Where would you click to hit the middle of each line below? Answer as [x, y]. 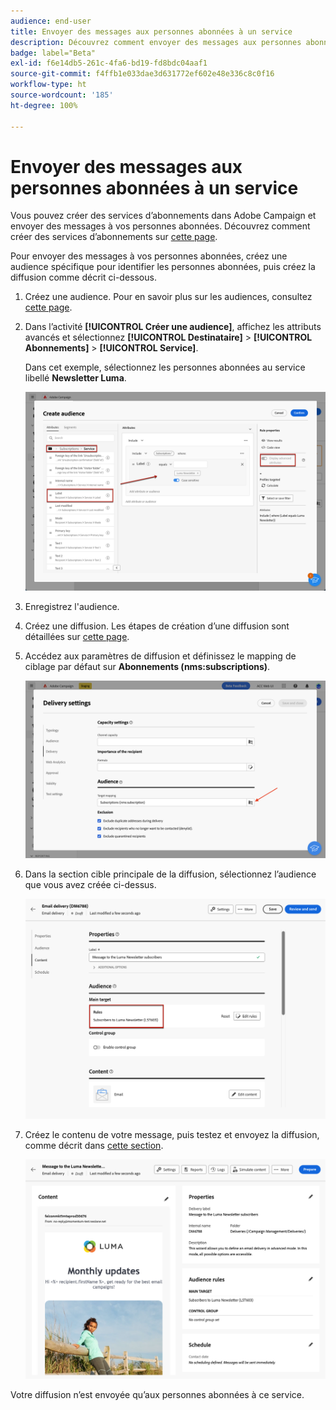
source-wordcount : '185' [62, 95]
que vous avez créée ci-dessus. [90, 884]
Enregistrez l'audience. [72, 607]
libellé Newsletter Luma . [75, 378]
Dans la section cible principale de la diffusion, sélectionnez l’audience [170, 874]
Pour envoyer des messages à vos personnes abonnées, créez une [149, 256]
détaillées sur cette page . [77, 637]
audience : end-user [51, 21]
